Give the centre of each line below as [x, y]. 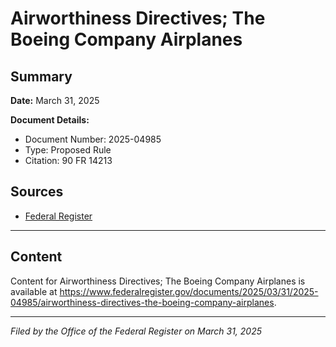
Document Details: [50, 120]
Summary [41, 76]
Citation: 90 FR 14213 [68, 160]
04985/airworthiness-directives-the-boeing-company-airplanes [142, 302]
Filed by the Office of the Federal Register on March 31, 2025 [136, 331]
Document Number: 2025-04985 [93, 139]
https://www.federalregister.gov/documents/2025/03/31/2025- [189, 291]
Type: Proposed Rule [68, 150]
